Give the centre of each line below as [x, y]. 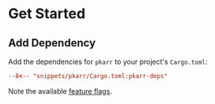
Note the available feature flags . [60, 91]
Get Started [47, 14]
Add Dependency [52, 43]
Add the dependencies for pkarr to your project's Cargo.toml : [108, 61]
